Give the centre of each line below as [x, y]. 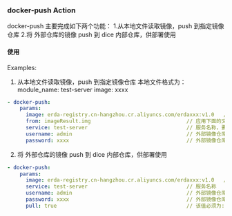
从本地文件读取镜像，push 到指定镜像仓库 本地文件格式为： [101, 82]
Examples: [22, 67]
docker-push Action [41, 10]
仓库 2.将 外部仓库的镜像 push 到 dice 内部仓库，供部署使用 [91, 35]
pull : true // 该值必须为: [125, 206]
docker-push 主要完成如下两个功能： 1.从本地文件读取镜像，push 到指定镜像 [116, 26]
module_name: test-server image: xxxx [72, 89]
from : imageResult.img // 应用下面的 [124, 121]
